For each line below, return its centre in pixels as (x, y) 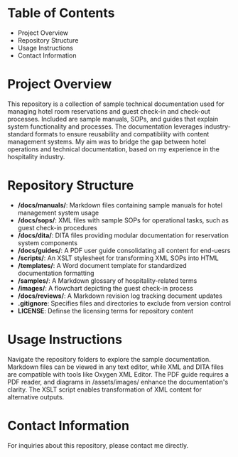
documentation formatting (56, 273)
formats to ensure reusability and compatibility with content (122, 134)
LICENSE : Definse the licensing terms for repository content (106, 311)
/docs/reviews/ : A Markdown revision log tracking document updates (120, 296)
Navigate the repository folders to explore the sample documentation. (109, 359)
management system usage (58, 213)
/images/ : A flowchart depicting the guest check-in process (105, 288)
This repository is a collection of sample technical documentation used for (116, 104)
